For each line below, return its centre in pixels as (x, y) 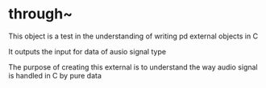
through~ (41, 14)
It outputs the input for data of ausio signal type (87, 51)
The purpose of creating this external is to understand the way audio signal (133, 67)
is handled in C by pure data (55, 75)
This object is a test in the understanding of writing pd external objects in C (133, 36)
